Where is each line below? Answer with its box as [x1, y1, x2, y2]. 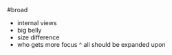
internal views [17, 19, 57, 26]
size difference [17, 33, 60, 41]
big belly [17, 26, 42, 34]
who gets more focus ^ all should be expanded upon [17, 41, 166, 48]
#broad [7, 6, 28, 14]
